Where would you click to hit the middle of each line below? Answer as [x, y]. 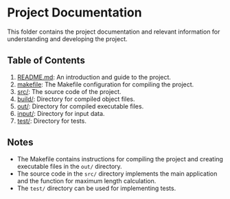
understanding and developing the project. [68, 38]
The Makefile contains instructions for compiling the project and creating [120, 159]
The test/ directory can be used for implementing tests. [96, 188]
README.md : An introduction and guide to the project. [94, 77]
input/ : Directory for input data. [61, 113]
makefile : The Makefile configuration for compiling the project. [105, 84]
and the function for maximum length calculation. [87, 180]
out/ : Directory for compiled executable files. [80, 106]
